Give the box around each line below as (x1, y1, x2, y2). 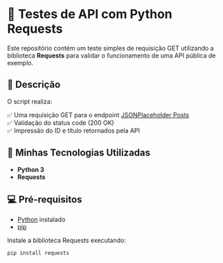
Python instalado (17, 215, 66, 224)
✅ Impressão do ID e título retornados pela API (7, 126, 141, 135)
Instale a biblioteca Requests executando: (7, 236, 127, 245)
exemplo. (7, 58, 33, 67)
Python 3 (17, 165, 45, 173)
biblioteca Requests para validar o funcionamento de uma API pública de (7, 51, 216, 60)
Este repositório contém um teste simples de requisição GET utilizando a (7, 44, 214, 52)
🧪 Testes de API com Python (7, 6, 173, 22)
